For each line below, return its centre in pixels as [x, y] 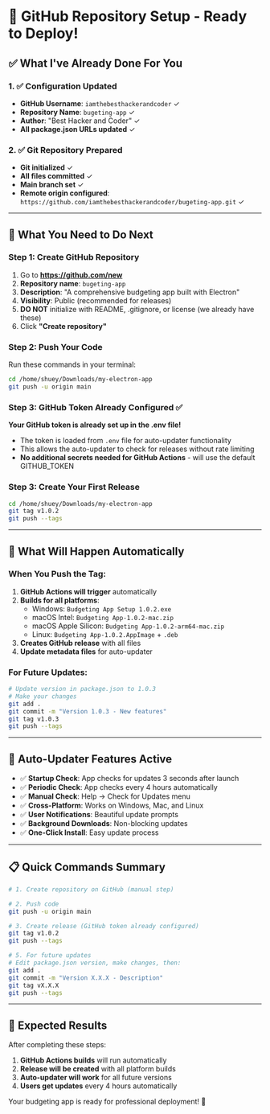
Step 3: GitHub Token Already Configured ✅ [96, 407]
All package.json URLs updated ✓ [78, 129]
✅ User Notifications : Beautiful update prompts [99, 815]
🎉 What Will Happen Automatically [96, 551]
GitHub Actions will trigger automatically [88, 591]
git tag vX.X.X [34, 985]
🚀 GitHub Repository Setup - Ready [128, 16]
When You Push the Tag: [57, 574]
